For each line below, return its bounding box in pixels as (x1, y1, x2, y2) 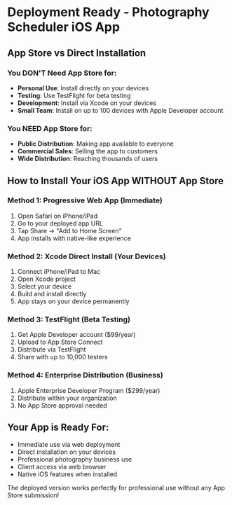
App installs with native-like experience (17, 234, 132, 242)
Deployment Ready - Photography (7, 4, 210, 20)
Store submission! (7, 491, 60, 499)
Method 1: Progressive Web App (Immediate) (7, 195, 163, 205)
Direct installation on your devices (17, 448, 116, 456)
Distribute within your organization (17, 394, 118, 402)
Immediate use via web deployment (17, 440, 121, 448)
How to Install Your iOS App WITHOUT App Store (7, 174, 224, 186)
